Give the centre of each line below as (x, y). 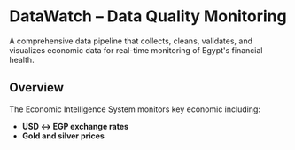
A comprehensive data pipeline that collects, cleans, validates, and (131, 41)
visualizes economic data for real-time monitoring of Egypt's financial (136, 50)
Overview (37, 87)
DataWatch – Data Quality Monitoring (148, 16)
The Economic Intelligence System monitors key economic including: (135, 109)
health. (22, 59)
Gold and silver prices (63, 136)
